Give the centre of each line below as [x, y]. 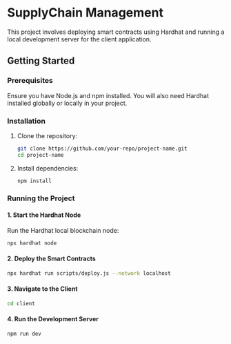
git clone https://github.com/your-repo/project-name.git [102, 149]
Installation [27, 121]
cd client [21, 303]
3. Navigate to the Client [42, 289]
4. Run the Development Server [53, 319]
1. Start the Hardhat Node [44, 215]
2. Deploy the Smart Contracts [52, 259]
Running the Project [41, 198]
